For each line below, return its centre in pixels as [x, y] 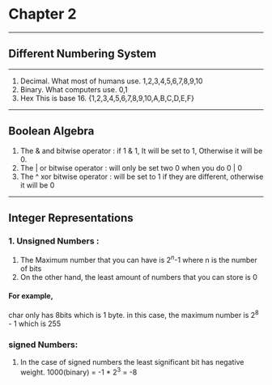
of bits [31, 269]
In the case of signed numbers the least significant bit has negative [132, 362]
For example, [31, 295]
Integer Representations [71, 218]
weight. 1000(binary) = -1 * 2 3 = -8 [79, 371]
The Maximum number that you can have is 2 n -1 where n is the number [138, 259]
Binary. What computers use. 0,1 [74, 89]
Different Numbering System [83, 54]
